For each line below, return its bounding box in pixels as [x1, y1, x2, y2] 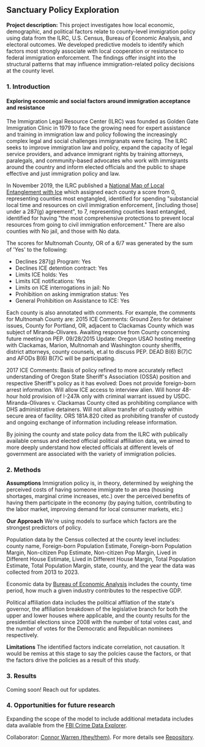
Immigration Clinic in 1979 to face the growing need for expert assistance [6, 124, 191, 131]
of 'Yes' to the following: [6, 246, 68, 253]
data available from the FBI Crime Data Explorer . [6, 721, 127, 729]
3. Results [6, 672, 37, 681]
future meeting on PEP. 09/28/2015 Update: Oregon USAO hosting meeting [6, 335, 196, 342]
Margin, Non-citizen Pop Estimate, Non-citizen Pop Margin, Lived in [6, 549, 177, 557]
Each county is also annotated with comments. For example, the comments [6, 308, 196, 316]
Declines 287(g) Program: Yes [15, 257, 91, 265]
